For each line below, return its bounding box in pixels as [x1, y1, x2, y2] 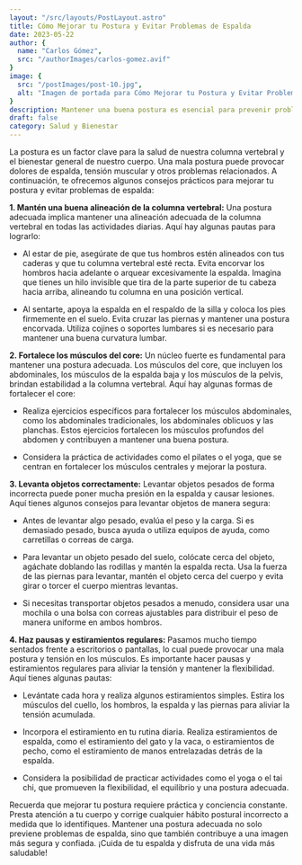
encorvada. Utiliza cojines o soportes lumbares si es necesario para [22, 323, 274, 334]
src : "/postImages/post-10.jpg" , [17, 80, 143, 89]
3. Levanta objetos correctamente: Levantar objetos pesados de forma [9, 478, 275, 489]
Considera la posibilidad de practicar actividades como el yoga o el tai [22, 772, 283, 783]
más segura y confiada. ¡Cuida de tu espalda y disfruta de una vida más [9, 838, 276, 848]
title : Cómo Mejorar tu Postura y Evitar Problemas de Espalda [9, 22, 252, 31]
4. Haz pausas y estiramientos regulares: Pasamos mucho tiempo [9, 635, 258, 645]
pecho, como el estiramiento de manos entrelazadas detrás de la [22, 745, 263, 756]
